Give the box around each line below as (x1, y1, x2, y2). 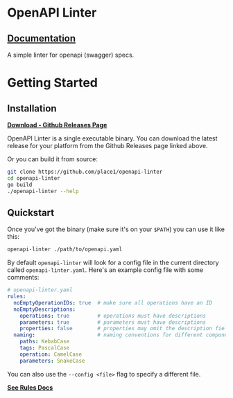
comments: (7, 273, 40, 282)
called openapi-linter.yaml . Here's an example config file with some (7, 266, 203, 274)
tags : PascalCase (19, 345, 70, 352)
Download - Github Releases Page (7, 121, 107, 129)
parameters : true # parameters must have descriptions (19, 318, 207, 326)
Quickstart (7, 206, 55, 219)
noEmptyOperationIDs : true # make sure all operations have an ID (13, 299, 213, 306)
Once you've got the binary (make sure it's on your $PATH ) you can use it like (7, 225, 225, 233)
